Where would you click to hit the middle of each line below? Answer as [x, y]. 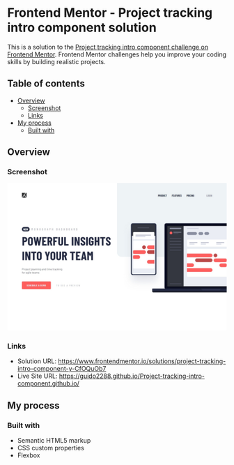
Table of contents [46, 84]
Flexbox [29, 455]
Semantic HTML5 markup [54, 441]
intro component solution [82, 28]
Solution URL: [37, 361]
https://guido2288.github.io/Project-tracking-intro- [132, 376]
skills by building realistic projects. [56, 61]
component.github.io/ [48, 383]
